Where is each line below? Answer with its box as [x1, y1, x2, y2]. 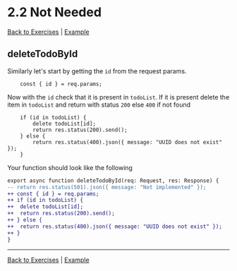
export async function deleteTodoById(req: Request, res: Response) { [7, 177, 219, 184]
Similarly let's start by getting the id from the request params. [7, 66, 187, 75]
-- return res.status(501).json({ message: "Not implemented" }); [7, 183, 207, 191]
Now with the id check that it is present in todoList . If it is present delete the [7, 92, 230, 101]
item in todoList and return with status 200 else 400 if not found [7, 100, 191, 109]
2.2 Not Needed [7, 4, 102, 20]
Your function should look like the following [7, 163, 133, 171]
